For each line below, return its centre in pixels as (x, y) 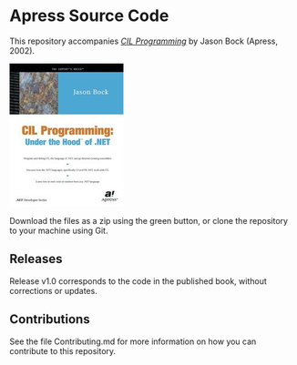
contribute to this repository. (63, 350)
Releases (36, 259)
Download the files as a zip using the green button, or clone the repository (149, 220)
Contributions (50, 319)
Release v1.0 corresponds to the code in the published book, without (138, 281)
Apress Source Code (89, 16)
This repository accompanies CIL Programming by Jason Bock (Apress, (144, 41)
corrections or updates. (53, 290)
